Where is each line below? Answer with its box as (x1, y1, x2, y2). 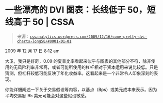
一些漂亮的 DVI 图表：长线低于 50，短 (5, 4, 156, 15)
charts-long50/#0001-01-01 (16, 39, 72, 44)
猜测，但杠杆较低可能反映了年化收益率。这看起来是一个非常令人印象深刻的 (5, 70, 154, 76)
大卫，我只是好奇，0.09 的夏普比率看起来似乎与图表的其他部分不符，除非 (5, 58, 151, 64)
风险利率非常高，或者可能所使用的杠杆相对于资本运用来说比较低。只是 (17, 64, 158, 70)
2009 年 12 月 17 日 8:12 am (5, 48, 60, 54)
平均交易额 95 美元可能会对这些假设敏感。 (5, 92, 89, 98)
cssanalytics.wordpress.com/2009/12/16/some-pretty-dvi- (30, 34, 147, 39)
